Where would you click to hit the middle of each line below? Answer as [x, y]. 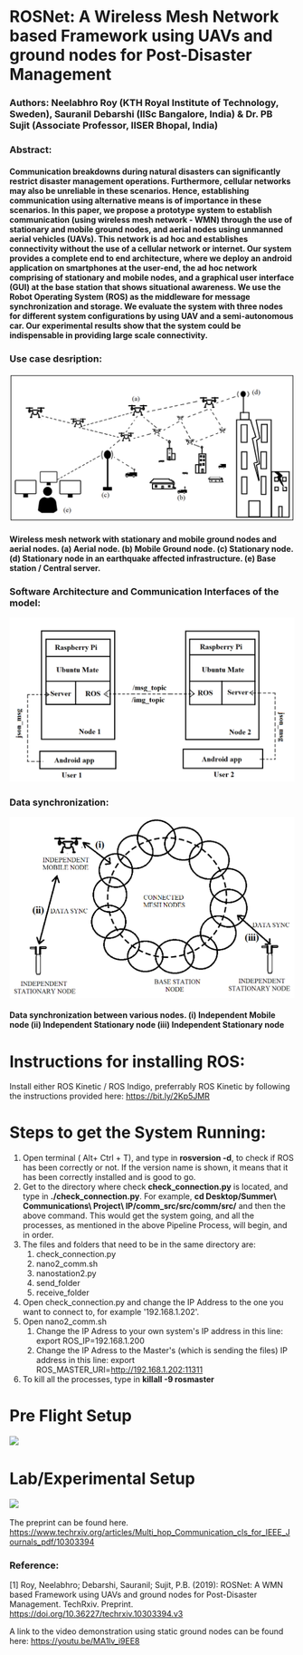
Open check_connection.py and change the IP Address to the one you [153, 1302]
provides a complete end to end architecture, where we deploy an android [151, 258]
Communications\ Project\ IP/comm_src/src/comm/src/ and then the [154, 1206]
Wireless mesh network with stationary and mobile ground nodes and [143, 539]
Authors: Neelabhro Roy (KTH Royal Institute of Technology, [144, 103]
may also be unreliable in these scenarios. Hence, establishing [129, 190]
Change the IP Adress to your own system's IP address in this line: [159, 1331]
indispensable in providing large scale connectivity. [109, 335]
